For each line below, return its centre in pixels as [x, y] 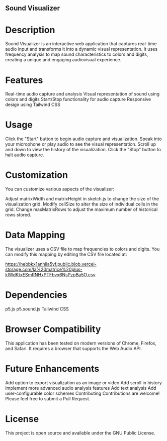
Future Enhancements [52, 369]
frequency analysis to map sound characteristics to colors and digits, [77, 54]
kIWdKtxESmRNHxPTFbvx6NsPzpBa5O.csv [50, 275]
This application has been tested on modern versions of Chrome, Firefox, [81, 343]
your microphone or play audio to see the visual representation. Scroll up [81, 144]
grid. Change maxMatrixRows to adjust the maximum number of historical [81, 209]
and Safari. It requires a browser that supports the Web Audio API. [74, 348]
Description [30, 30]
